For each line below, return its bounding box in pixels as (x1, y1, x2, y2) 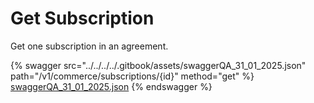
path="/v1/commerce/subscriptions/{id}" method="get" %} (10, 70, 255, 82)
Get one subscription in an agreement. (10, 40, 169, 52)
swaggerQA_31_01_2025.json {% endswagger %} (10, 80, 213, 92)
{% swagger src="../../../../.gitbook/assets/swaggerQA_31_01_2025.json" (10, 59, 307, 71)
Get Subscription (10, 7, 155, 30)
